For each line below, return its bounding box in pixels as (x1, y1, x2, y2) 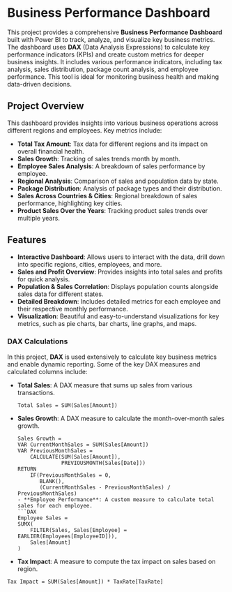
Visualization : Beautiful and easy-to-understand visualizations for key (17, 312, 219, 320)
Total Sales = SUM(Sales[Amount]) (17, 401, 118, 409)
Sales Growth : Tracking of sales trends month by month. (17, 154, 180, 163)
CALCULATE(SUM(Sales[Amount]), (30, 453, 121, 460)
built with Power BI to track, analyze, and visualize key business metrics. (7, 35, 215, 43)
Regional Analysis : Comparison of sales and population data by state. (17, 177, 219, 185)
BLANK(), (39, 478, 65, 484)
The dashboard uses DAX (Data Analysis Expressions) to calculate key (7, 43, 210, 51)
